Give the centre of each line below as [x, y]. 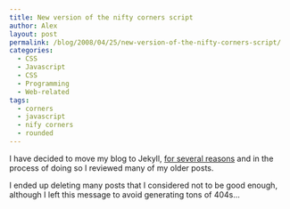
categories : [31, 51]
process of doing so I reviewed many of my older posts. [112, 168]
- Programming [43, 84]
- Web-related [43, 92]
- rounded [35, 133]
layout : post [33, 34]
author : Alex [33, 26]
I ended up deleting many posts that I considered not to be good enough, [144, 185]
